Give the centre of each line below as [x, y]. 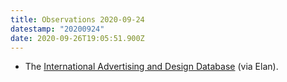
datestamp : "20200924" [57, 29]
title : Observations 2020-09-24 [77, 19]
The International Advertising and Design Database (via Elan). [151, 67]
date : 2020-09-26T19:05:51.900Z [77, 38]
